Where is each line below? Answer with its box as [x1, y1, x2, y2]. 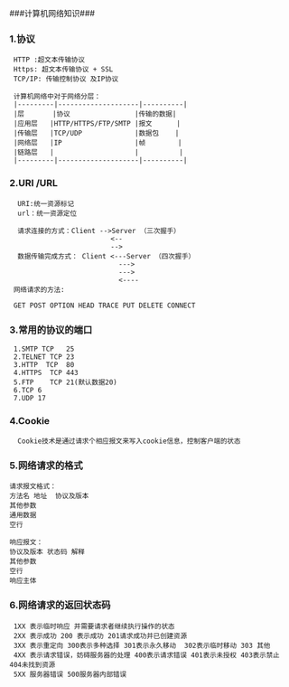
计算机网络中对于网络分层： [13, 92, 101, 101]
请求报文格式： [9, 482, 57, 491]
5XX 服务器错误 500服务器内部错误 [13, 670, 127, 679]
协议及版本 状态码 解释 [9, 548, 86, 557]
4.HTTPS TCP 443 [13, 368, 79, 377]
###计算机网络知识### [9, 8, 96, 18]
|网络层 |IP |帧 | [13, 138, 182, 147]
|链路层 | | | [13, 148, 183, 157]
